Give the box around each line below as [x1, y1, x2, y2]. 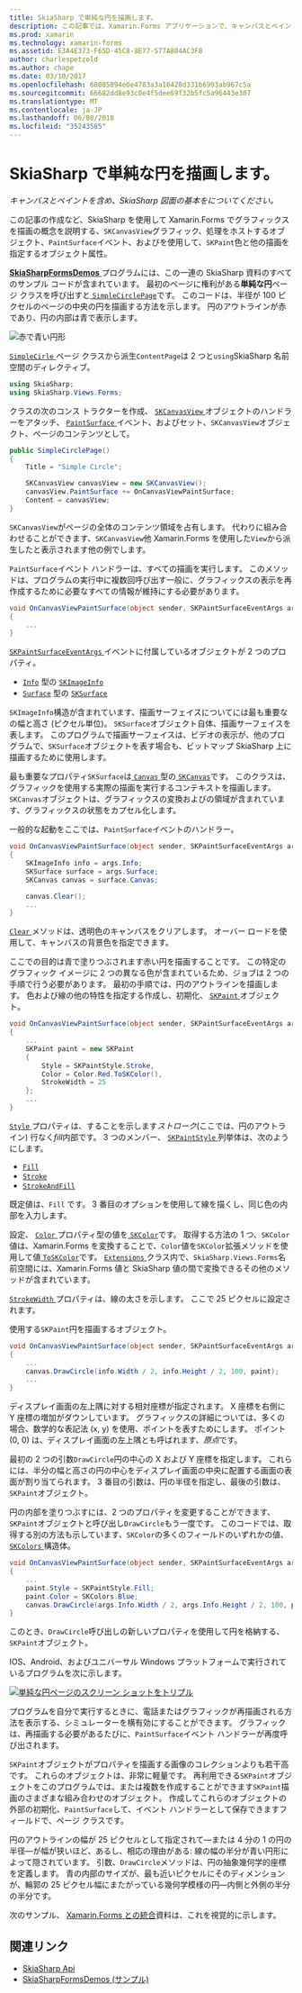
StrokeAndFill [22, 1182, 75, 1191]
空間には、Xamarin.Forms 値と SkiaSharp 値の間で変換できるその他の [16, 1263, 275, 1273]
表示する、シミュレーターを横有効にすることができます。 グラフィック [24, 1717, 287, 1728]
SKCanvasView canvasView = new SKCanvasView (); [25, 479, 207, 488]
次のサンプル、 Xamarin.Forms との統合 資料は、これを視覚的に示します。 [9, 1910, 281, 1921]
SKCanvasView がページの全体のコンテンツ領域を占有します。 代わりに [9, 521, 264, 532]
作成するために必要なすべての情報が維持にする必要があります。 [9, 585, 244, 596]
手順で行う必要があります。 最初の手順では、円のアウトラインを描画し [9, 979, 271, 990]
